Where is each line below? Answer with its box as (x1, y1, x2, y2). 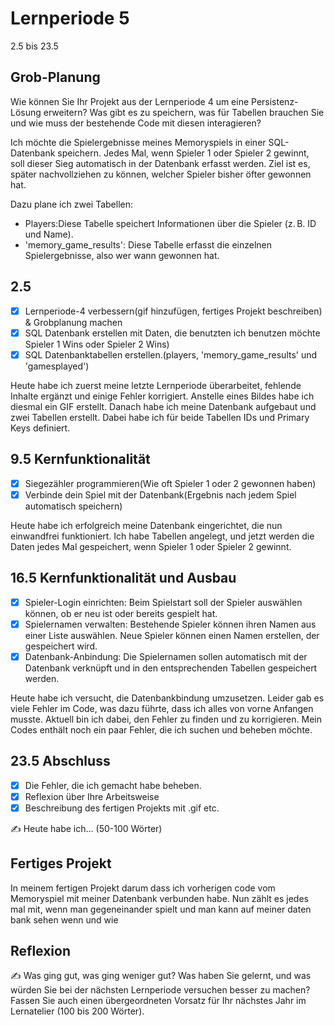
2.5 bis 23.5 (10, 40, 59, 52)
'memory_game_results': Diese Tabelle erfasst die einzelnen (24, 238, 272, 251)
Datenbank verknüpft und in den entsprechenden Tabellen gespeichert (24, 662, 318, 674)
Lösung (10, 106, 42, 118)
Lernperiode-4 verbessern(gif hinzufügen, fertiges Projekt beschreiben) (24, 305, 323, 317)
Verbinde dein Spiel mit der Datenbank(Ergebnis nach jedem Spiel (24, 488, 297, 501)
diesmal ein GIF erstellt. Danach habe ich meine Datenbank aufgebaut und (10, 400, 317, 412)
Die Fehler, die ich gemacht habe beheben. (24, 779, 202, 791)
